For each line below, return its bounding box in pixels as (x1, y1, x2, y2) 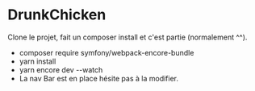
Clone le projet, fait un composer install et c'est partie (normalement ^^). (7, 32, 248, 42)
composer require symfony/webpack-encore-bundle (19, 48, 194, 57)
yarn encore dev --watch (19, 64, 103, 74)
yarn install (19, 56, 56, 66)
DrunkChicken (7, 6, 107, 24)
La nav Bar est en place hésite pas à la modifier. (19, 73, 179, 83)
